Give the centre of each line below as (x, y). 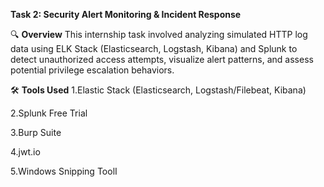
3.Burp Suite (36, 132)
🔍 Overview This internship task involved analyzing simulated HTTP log (159, 34)
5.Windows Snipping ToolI (64, 171)
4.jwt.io (25, 152)
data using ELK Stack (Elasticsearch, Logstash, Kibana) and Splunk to (154, 48)
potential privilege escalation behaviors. (92, 70)
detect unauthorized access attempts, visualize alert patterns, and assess (162, 59)
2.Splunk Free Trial (49, 113)
